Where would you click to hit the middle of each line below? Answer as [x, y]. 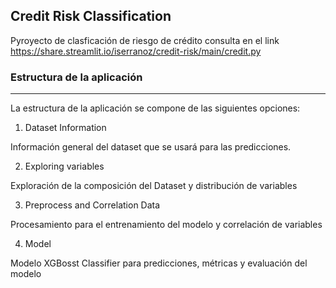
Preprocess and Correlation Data [92, 205]
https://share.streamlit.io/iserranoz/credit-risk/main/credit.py [136, 51]
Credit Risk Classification [91, 16]
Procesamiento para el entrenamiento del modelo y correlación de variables [166, 225]
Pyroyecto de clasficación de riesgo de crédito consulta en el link [145, 40]
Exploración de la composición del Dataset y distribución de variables [154, 186]
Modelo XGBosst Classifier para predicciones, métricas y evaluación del [159, 263]
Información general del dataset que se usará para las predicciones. [151, 147]
